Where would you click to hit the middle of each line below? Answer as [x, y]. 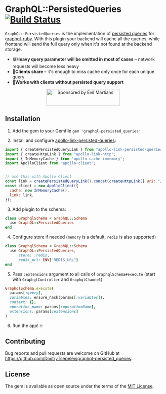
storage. [14, 49]
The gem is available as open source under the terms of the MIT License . [80, 386]
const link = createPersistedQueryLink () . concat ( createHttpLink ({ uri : [80, 181]
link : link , [22, 195]
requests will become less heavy [45, 66]
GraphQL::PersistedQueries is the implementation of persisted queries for [80, 33]
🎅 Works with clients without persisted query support [68, 82]
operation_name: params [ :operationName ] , [53, 307]
